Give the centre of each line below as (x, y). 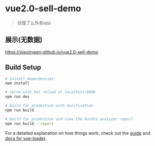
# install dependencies (30, 79)
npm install (17, 83)
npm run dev (17, 97)
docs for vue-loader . (26, 138)
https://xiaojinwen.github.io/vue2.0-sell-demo (52, 52)
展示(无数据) (24, 40)
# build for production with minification (49, 106)
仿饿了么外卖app (34, 23)
